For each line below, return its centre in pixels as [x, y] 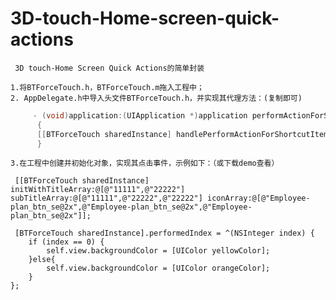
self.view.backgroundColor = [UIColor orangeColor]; [158, 268]
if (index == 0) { [66, 242]
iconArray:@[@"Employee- [258, 198]
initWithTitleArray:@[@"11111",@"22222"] [98, 190]
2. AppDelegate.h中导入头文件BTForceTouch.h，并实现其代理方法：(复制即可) [156, 98]
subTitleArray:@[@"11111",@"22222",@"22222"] [106, 198]
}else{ [42, 260]
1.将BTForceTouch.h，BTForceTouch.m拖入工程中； [107, 87]
